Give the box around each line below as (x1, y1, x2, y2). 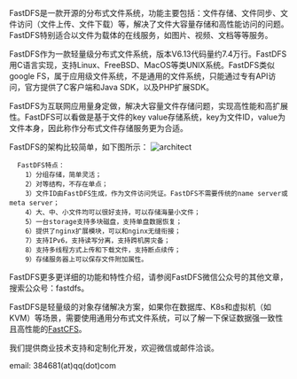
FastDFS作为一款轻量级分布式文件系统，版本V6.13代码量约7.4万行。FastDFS (9, 49, 287, 59)
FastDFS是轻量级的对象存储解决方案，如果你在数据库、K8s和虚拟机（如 (9, 302, 272, 312)
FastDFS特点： (17, 161, 66, 170)
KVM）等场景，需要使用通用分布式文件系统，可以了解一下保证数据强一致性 (9, 313, 284, 323)
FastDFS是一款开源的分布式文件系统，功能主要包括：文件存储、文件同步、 (9, 8, 281, 18)
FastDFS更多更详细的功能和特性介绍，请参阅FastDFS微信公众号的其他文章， (9, 272, 288, 282)
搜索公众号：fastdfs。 (9, 282, 90, 293)
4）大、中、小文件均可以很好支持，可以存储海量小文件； (25, 208, 201, 217)
